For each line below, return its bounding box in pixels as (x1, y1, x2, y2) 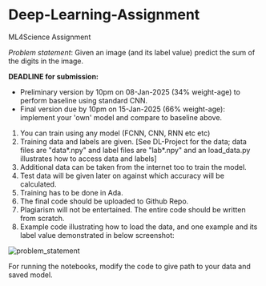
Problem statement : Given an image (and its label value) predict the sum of (8, 47, 256, 57)
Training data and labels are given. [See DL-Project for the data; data (19, 136, 247, 146)
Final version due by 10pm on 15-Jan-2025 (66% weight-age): (19, 104, 226, 114)
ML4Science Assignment (8, 32, 91, 42)
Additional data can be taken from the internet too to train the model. (19, 162, 247, 171)
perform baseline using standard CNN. (19, 95, 148, 105)
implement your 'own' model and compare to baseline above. (19, 112, 223, 122)
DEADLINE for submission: (8, 71, 99, 81)
